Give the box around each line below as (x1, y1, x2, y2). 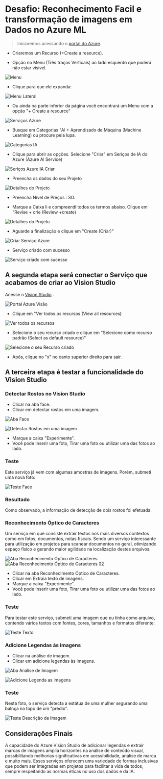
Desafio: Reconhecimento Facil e (5, 3, 142, 15)
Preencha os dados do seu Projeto (12, 175, 82, 181)
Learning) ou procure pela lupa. (12, 132, 76, 138)
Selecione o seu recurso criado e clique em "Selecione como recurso (12, 330, 152, 336)
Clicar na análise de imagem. (12, 652, 71, 658)
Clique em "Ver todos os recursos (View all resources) (12, 311, 122, 316)
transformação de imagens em (5, 14, 133, 25)
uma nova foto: (5, 474, 36, 480)
